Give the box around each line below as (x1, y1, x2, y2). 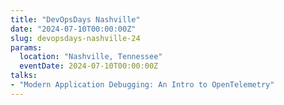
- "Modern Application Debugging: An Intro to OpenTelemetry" (10, 80, 275, 90)
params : (10, 42, 43, 53)
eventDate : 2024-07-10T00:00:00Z (19, 61, 159, 71)
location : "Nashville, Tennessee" (19, 52, 163, 62)
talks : (10, 71, 38, 81)
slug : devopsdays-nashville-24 (10, 33, 141, 43)
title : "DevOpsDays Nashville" (10, 14, 141, 25)
